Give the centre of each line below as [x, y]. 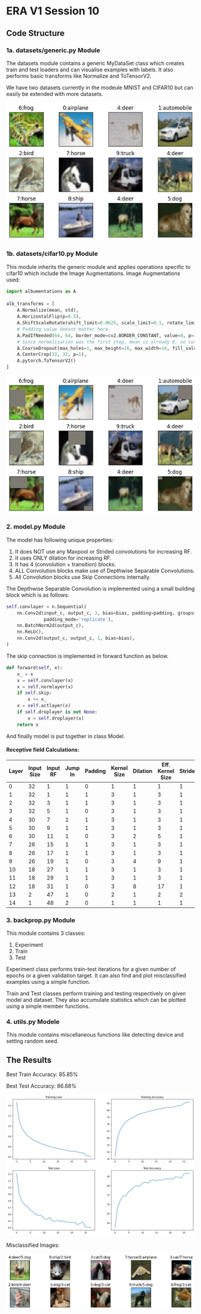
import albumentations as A [41, 291]
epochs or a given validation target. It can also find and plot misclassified [96, 975]
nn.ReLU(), [31, 632]
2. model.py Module [36, 527]
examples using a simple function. [48, 981]
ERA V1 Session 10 [53, 11]
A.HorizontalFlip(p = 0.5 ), [49, 317]
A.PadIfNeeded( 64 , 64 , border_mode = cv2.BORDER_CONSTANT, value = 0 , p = [106, 336]
